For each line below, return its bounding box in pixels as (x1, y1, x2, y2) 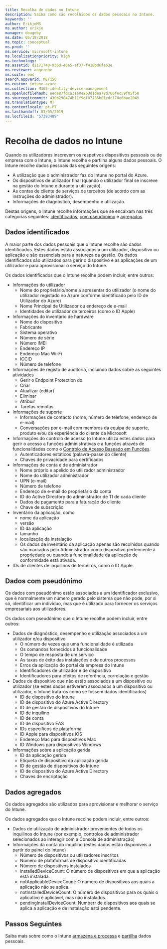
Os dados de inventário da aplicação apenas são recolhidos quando (19, 541, 160, 547)
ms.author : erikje (5, 26, 43, 31)
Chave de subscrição (19, 504, 64, 510)
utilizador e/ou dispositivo (12, 636, 66, 642)
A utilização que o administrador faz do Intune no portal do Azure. (12, 172, 149, 178)
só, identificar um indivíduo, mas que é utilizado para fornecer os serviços (5, 601, 158, 607)
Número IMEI (19, 340, 47, 346)
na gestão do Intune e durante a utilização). (12, 182, 102, 188)
